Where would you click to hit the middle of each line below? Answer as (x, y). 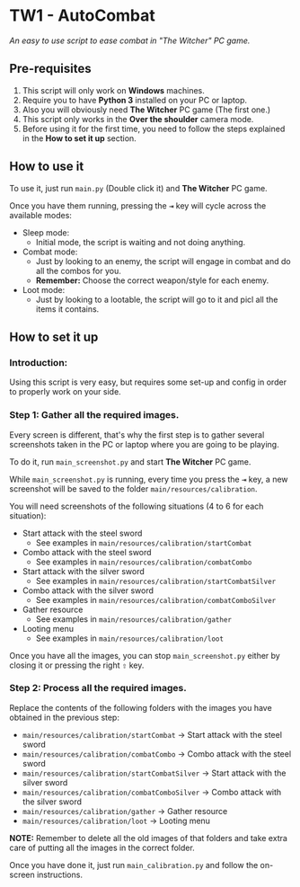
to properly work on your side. (65, 392)
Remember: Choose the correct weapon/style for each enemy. (152, 280)
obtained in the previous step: (64, 717)
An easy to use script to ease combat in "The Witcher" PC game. (130, 40)
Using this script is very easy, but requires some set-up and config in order (148, 382)
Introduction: (39, 362)
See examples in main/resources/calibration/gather (133, 619)
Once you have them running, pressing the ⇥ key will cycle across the (138, 205)
